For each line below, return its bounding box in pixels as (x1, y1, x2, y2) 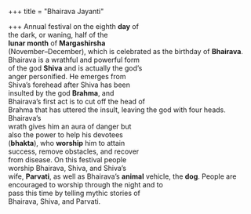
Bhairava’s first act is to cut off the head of (8, 97, 145, 106)
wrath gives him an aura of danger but (8, 122, 132, 131)
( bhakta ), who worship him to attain (8, 139, 125, 147)
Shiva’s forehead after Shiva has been (8, 80, 131, 89)
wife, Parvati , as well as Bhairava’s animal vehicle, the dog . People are (8, 172, 237, 181)
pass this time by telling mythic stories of (8, 188, 141, 198)
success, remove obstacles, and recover (8, 147, 140, 156)
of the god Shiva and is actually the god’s (8, 63, 143, 73)
